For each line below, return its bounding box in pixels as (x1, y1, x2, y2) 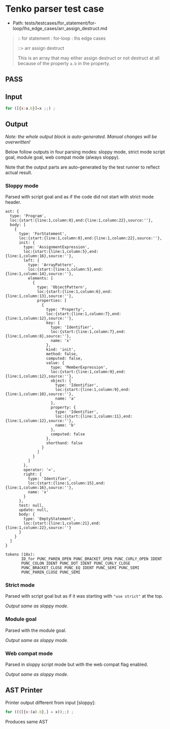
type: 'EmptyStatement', (23, 516, 76, 522)
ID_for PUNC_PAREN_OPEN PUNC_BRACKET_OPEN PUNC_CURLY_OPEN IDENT (21, 556, 162, 562)
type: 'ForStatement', (18, 231, 67, 237)
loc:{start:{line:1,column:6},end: (37, 289, 113, 294)
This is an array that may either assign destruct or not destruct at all (17, 54, 160, 61)
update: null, (18, 508, 49, 513)
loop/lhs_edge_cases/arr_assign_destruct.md (12, 25, 108, 31)
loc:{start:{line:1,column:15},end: (27, 481, 106, 486)
